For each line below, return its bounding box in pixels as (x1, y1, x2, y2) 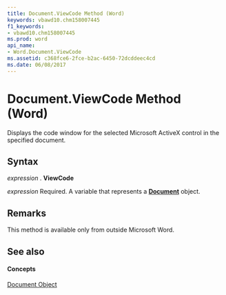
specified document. (7, 136, 66, 144)
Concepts (7, 265, 36, 273)
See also (7, 245, 45, 257)
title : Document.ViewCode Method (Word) (7, 10, 125, 17)
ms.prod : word (7, 36, 48, 43)
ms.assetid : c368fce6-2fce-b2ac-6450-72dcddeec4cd (7, 55, 156, 62)
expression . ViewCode (7, 174, 74, 183)
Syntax (7, 156, 39, 167)
